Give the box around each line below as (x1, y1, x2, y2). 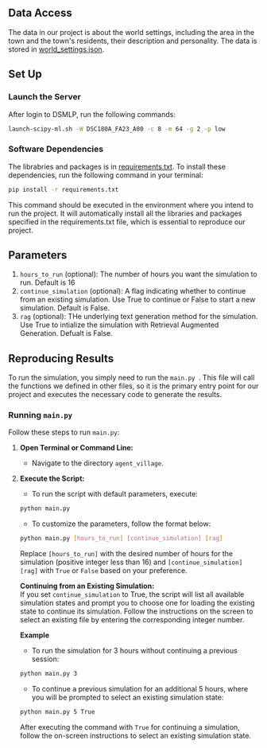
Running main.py (8, 410, 73, 421)
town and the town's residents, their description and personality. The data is (8, 36, 257, 45)
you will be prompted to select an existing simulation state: (31, 692, 224, 703)
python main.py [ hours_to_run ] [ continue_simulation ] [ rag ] (19, 535, 223, 543)
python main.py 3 (19, 670, 78, 678)
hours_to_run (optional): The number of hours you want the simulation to (19, 270, 258, 279)
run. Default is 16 (19, 278, 75, 287)
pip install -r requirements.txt (8, 185, 119, 193)
